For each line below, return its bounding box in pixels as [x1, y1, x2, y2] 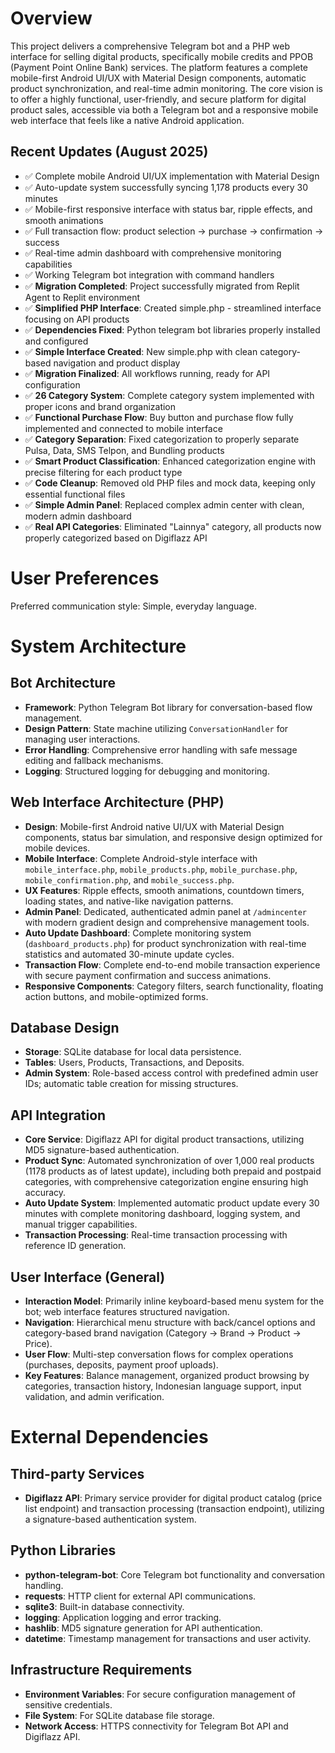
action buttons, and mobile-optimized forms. [24, 990, 209, 1002]
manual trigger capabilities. [24, 1218, 138, 1231]
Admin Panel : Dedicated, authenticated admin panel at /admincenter [24, 905, 308, 917]
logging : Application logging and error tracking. [24, 1611, 222, 1623]
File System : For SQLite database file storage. [24, 1709, 215, 1721]
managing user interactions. [24, 733, 141, 745]
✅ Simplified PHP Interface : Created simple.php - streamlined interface [24, 302, 322, 314]
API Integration [10, 1107, 107, 1124]
